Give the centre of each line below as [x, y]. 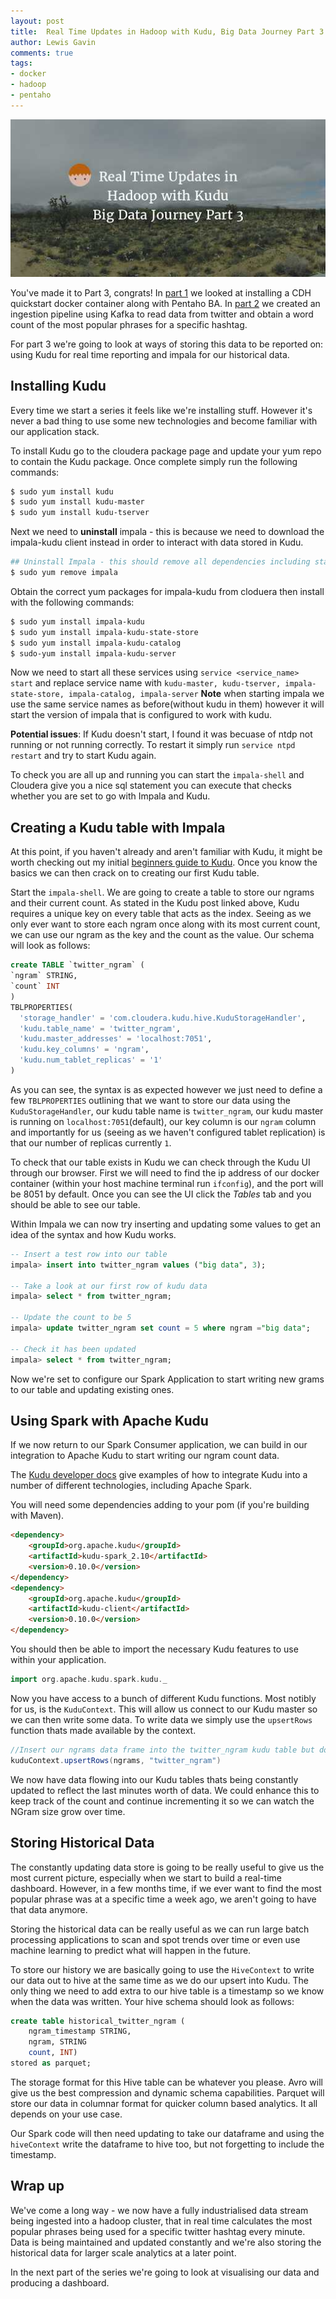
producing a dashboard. [60, 2282]
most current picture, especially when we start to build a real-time [146, 1877]
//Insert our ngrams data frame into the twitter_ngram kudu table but [162, 1750]
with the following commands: [72, 602]
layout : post [37, 21]
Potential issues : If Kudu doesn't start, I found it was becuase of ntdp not [161, 734]
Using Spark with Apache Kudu [109, 1420]
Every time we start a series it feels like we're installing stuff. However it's [161, 410]
